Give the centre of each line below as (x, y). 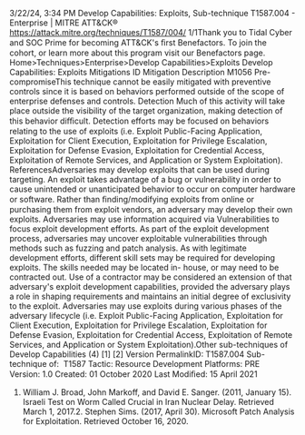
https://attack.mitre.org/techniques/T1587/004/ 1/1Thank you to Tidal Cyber (151, 32)
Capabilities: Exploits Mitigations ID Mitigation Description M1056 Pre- (140, 72)
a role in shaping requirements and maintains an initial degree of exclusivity (150, 296)
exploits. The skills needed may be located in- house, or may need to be (144, 267)
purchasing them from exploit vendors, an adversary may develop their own (151, 209)
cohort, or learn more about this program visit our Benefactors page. (138, 53)
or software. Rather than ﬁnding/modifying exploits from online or (132, 199)
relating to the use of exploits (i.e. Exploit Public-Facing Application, (136, 131)
